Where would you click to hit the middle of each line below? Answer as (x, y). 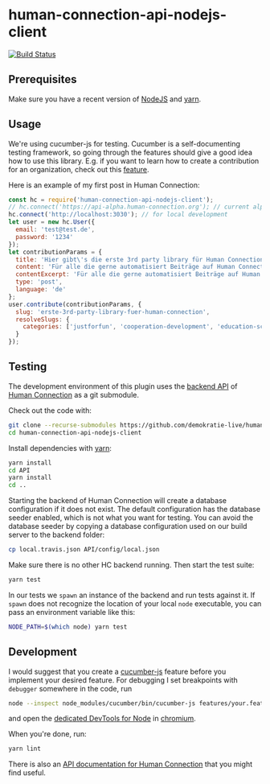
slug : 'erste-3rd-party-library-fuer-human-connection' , (113, 312)
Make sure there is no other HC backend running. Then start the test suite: (131, 565)
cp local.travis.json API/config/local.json (84, 550)
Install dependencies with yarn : (60, 448)
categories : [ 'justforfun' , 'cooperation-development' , (119, 327)
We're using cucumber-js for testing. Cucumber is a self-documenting (125, 143)
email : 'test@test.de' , (55, 230)
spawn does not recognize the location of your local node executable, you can (135, 603)
